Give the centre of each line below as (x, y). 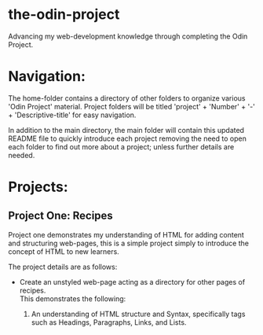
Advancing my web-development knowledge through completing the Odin (128, 36)
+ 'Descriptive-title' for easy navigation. (72, 115)
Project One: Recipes (61, 216)
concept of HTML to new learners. (64, 251)
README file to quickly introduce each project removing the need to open (128, 138)
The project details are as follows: (63, 267)
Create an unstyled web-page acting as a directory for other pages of (132, 282)
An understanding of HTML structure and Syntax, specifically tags (138, 314)
